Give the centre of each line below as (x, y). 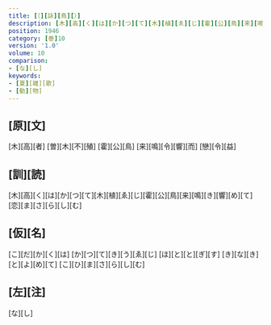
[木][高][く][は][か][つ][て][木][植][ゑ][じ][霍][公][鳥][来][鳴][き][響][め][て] (131, 195)
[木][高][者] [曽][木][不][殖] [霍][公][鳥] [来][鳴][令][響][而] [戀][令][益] (122, 147)
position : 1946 (34, 31)
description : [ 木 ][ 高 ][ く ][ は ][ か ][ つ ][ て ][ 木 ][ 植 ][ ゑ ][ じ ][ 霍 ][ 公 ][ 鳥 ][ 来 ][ (133, 23)
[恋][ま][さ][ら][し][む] (45, 205)
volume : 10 (27, 53)
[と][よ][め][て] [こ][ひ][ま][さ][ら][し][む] (77, 264)
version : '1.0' (34, 46)
